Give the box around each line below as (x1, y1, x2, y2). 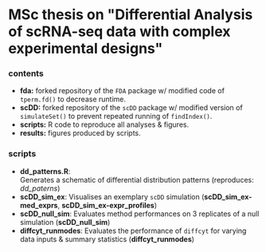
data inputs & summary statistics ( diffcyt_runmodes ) (19, 234, 195, 244)
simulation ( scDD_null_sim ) (19, 217, 111, 226)
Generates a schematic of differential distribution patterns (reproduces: (19, 175, 254, 184)
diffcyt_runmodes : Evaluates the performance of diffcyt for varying (19, 226, 247, 235)
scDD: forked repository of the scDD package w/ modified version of (19, 103, 243, 112)
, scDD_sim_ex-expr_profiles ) (57, 200, 158, 210)
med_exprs (19, 200, 58, 210)
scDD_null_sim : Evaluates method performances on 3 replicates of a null (19, 209, 260, 219)
